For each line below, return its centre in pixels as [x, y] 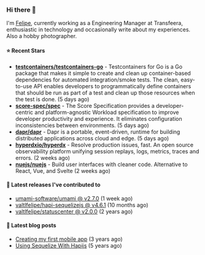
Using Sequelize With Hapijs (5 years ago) [68, 245]
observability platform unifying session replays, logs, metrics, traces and [107, 151]
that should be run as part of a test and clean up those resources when [105, 93]
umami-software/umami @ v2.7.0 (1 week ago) [74, 198]
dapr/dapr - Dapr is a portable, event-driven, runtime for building [98, 132]
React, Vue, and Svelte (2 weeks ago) [63, 170]
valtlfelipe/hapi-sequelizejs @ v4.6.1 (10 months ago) [82, 205]
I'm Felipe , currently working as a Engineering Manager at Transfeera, [95, 23]
